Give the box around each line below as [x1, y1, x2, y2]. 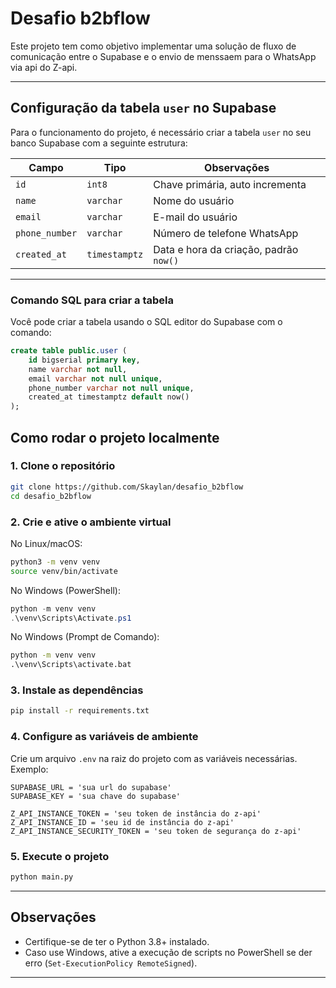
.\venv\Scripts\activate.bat [10, 660, 132, 670]
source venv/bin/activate [10, 566, 118, 576]
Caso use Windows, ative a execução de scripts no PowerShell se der [24, 946, 313, 958]
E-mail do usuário [153, 210, 238, 224]
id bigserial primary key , [28, 355, 141, 365]
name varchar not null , [28, 364, 128, 374]
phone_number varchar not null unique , [28, 383, 195, 393]
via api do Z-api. [10, 61, 78, 73]
